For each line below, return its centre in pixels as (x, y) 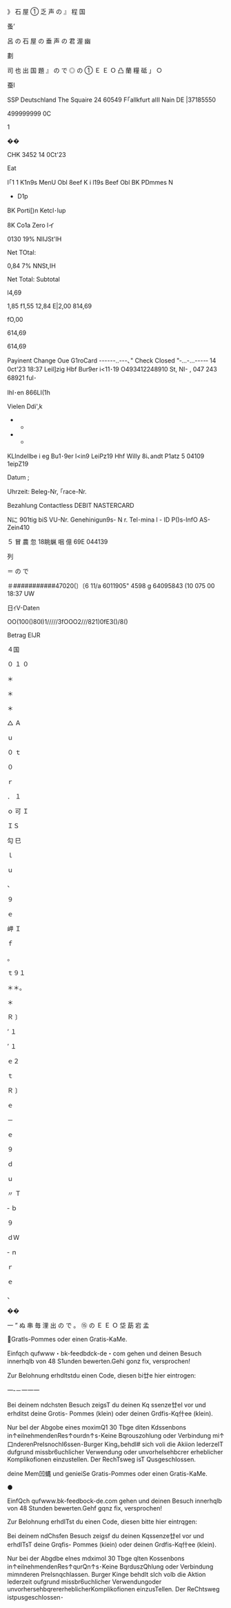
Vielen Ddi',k (25, 406)
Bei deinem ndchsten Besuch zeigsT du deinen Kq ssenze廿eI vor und (107, 1405)
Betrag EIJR (24, 635)
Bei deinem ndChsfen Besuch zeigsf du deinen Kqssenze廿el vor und (106, 1536)
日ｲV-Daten (23, 608)
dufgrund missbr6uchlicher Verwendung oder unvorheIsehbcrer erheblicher (115, 1452)
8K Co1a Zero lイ (31, 225)
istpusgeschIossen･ (36, 1597)
